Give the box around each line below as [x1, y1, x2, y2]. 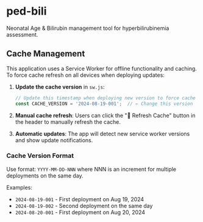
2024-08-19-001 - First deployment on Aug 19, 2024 [15, 195, 144, 202]
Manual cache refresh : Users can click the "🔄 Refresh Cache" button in [15, 112, 196, 119]
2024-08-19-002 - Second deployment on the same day [15, 202, 153, 209]
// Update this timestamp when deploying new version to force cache [15, 95, 196, 101]
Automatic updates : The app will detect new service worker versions [15, 130, 190, 137]
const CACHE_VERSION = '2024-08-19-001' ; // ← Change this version [15, 101, 193, 107]
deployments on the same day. [6, 172, 84, 179]
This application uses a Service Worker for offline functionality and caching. [6, 65, 197, 72]
